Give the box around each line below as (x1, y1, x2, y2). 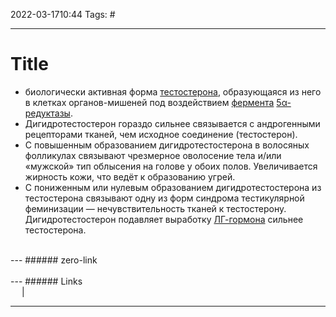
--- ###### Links (10, 275, 83, 287)
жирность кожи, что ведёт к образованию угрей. (24, 170, 236, 183)
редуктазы (24, 107, 71, 119)
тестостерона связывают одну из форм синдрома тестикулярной (24, 192, 305, 204)
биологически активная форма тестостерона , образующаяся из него (24, 85, 322, 98)
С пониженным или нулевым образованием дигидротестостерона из (24, 181, 322, 193)
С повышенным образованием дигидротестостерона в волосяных (24, 139, 310, 151)
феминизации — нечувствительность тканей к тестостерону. (24, 202, 287, 214)
